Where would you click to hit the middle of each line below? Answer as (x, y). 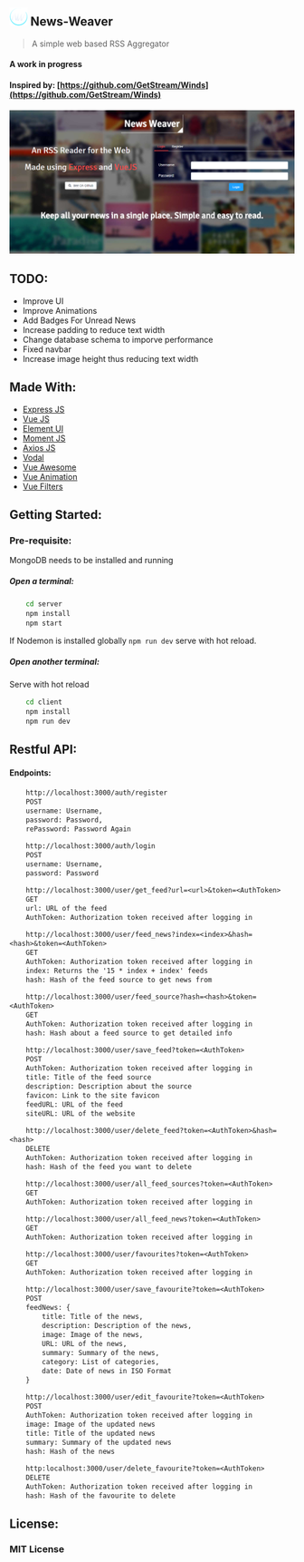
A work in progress (46, 64)
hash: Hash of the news (71, 1452)
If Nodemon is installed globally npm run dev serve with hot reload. (133, 640)
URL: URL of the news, (85, 1344)
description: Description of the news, (117, 1326)
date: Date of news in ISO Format (107, 1372)
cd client (44, 702)
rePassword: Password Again (78, 829)
